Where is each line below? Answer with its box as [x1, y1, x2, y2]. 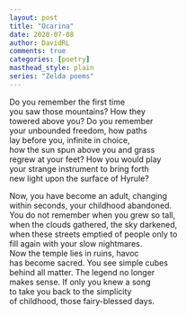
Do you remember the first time [9, 96, 126, 107]
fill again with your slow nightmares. [9, 238, 143, 248]
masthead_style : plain [9, 64, 94, 73]
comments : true [9, 47, 66, 56]
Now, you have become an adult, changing [9, 190, 168, 201]
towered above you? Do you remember [9, 115, 154, 126]
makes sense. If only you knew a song [9, 276, 151, 287]
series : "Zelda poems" [9, 72, 94, 81]
